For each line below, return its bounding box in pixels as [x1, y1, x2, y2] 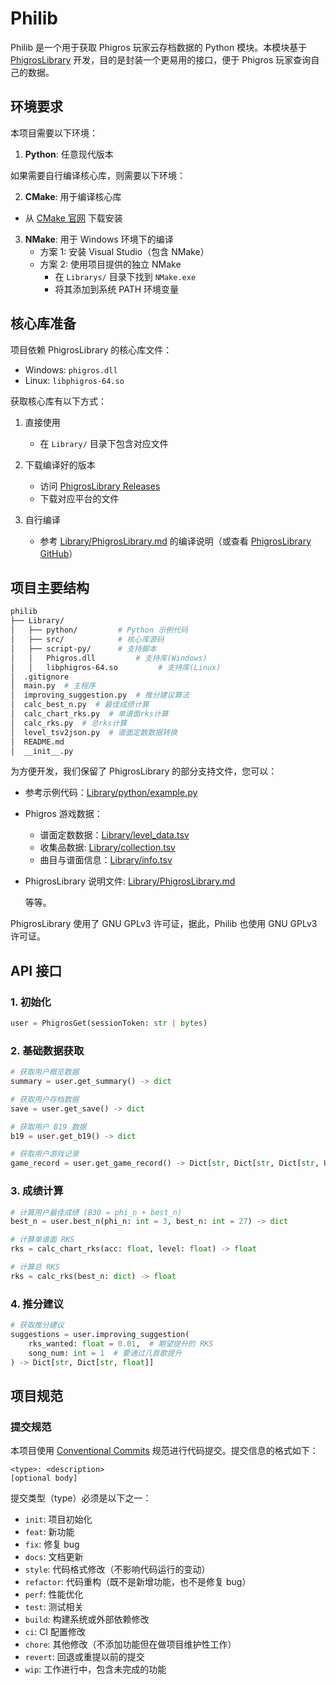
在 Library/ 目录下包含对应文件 [39, 437, 169, 449]
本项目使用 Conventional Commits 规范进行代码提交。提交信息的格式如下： [10, 1445, 319, 1457]
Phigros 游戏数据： [24, 808, 103, 820]
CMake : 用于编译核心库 [24, 190, 122, 202]
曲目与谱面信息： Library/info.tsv [39, 854, 173, 866]
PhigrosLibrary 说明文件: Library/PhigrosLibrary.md [24, 875, 236, 887]
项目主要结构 [10, 579, 90, 596]
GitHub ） [39, 547, 78, 559]
